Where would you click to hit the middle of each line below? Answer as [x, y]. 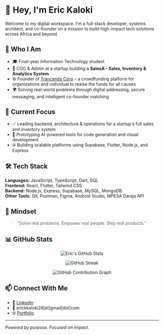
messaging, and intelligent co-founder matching [60, 96]
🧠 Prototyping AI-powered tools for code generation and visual [75, 134]
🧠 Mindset [21, 212]
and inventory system [34, 129]
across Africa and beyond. [32, 34]
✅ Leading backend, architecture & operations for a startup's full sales [83, 124]
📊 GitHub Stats [29, 239]
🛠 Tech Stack [26, 166]
